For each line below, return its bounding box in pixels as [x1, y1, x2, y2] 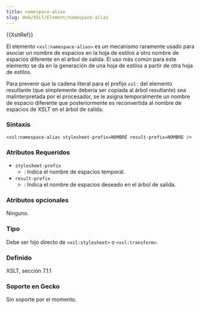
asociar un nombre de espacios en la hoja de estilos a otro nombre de [6, 49, 179, 56]
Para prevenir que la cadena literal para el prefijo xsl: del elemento [6, 80, 172, 87]
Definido [6, 254, 32, 262]
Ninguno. [6, 210, 29, 217]
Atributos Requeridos [6, 148, 70, 157]
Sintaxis [6, 120, 31, 129]
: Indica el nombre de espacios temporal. [23, 168, 125, 175]
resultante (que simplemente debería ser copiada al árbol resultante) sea [6, 86, 186, 93]
